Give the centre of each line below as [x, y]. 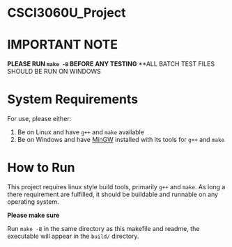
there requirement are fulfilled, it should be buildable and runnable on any [113, 194]
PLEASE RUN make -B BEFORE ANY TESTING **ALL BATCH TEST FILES [111, 64]
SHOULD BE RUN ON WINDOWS [54, 72]
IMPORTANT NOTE [63, 45]
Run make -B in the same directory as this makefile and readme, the [103, 229]
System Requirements [72, 99]
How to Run [41, 168]
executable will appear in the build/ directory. [73, 236]
